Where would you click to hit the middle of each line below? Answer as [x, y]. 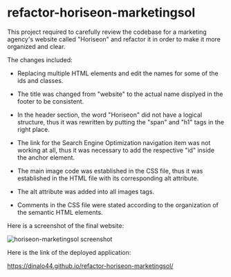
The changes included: [40, 59]
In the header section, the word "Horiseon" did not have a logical [110, 115]
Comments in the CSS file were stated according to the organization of [118, 204]
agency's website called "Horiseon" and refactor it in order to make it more [114, 39]
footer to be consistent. [50, 101]
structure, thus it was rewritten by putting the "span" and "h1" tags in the [121, 122]
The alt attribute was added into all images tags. [85, 191]
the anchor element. [46, 157]
